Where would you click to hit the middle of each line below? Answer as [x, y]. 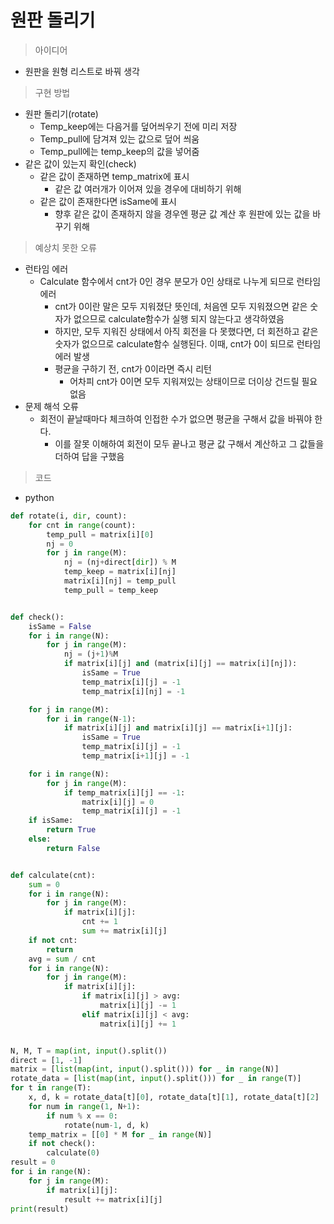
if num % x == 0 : [82, 1116]
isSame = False [60, 626]
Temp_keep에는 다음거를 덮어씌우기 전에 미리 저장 [138, 126]
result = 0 [33, 1162]
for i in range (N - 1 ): [91, 719]
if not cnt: [53, 940]
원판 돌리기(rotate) [61, 113]
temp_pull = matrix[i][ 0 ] [100, 534]
